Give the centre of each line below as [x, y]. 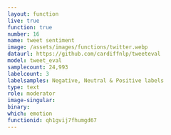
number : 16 [24, 34]
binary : [19, 107]
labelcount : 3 [28, 74]
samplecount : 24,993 [38, 67]
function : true [30, 27]
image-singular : [31, 101]
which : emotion [30, 114]
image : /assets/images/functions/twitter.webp [78, 47]
